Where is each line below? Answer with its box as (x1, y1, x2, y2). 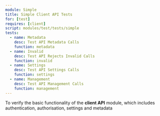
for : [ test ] (5, 16, 30, 21)
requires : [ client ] (5, 21, 46, 26)
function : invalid (14, 58, 52, 63)
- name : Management (9, 77, 50, 82)
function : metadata (14, 44, 55, 49)
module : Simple (5, 7, 37, 12)
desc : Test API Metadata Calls (14, 40, 79, 45)
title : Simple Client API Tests (5, 12, 72, 17)
